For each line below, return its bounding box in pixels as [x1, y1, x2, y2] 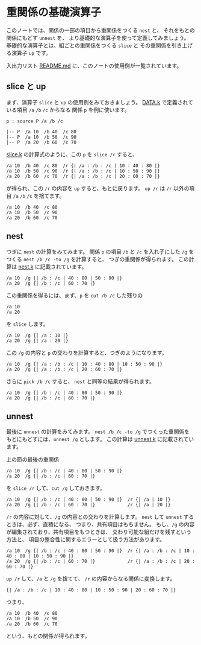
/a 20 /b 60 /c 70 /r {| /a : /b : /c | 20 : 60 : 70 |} [6, 173, 161, 179]
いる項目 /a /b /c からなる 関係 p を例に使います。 [6, 106, 131, 113]
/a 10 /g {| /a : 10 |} [6, 332, 69, 338]
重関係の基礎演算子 [6, 5, 102, 19]
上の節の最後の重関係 [6, 456, 59, 463]
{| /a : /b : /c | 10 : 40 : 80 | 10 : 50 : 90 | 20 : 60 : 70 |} [6, 587, 176, 593]
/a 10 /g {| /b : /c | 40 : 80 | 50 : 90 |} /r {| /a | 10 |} [6, 497, 171, 503]
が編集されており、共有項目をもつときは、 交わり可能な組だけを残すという [6, 529, 191, 536]
